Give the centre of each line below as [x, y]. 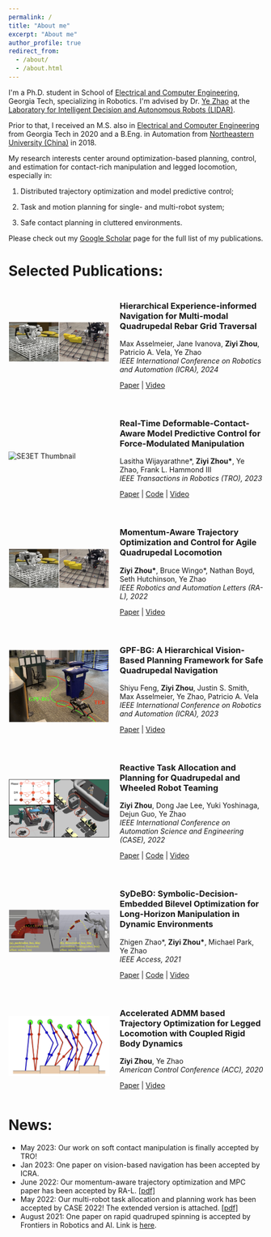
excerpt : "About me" [43, 34]
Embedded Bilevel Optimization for [190, 904]
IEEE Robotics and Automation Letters [183, 587]
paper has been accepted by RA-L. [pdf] [87, 1190]
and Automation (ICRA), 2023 [169, 714]
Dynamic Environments [167, 924]
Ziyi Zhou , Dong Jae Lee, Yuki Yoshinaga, [190, 805]
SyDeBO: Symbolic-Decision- [179, 894]
